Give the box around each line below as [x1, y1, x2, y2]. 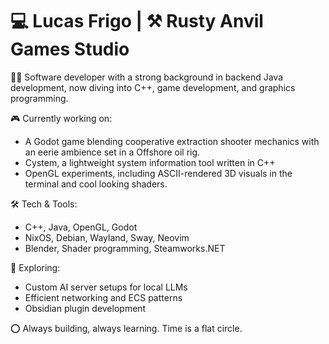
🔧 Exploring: [10, 261, 61, 273]
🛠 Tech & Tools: [10, 198, 78, 210]
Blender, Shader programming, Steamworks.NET [24, 242, 226, 254]
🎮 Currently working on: [10, 112, 113, 124]
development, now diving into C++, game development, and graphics [10, 81, 296, 93]
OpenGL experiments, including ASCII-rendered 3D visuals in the [24, 167, 293, 179]
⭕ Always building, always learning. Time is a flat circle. [10, 322, 243, 334]
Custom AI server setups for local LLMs [24, 281, 188, 293]
